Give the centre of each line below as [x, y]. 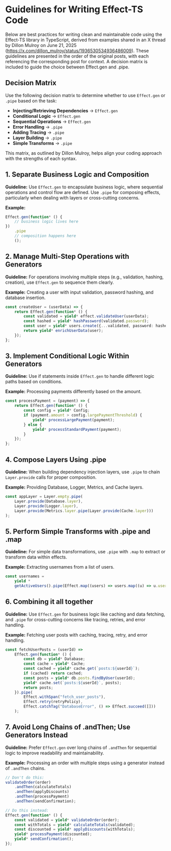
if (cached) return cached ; [53, 673]
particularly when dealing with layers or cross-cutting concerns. [73, 198]
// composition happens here [45, 236]
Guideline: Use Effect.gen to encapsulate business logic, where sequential [84, 187]
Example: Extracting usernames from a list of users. [60, 567]
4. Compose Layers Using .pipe [56, 460]
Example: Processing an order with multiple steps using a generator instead [85, 763]
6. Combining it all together [49, 602]
